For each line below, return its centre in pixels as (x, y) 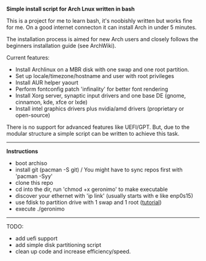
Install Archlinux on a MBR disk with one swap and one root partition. (102, 69)
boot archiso (31, 163)
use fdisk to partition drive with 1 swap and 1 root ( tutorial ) (88, 202)
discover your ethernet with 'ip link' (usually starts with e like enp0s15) (104, 196)
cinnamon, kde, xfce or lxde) (51, 102)
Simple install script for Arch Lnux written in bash (71, 9)
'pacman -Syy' (34, 176)
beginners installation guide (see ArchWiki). (61, 46)
